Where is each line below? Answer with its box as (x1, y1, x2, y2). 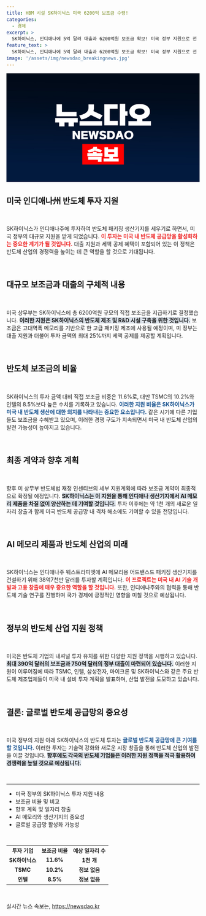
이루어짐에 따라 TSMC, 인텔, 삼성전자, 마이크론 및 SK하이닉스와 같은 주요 (17, 668, 193, 675)
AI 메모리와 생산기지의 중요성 (15, 813, 85, 820)
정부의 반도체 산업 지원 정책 (6, 623, 103, 634)
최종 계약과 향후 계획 (6, 455, 79, 466)
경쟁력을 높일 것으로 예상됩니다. (6, 759, 82, 767)
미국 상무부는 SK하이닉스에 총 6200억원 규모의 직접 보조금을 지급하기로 (6, 309, 178, 316)
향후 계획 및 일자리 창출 (15, 805, 72, 813)
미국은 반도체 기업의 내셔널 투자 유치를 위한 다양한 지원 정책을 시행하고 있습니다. (6, 653, 198, 660)
